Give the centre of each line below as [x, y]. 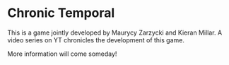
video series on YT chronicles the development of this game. [96, 40]
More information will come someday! [62, 54]
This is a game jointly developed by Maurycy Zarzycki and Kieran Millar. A [115, 32]
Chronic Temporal [61, 13]
